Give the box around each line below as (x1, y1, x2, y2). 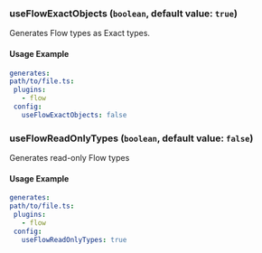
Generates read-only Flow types (9, 153, 130, 164)
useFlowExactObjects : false (21, 110, 127, 119)
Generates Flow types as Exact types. (9, 28, 151, 39)
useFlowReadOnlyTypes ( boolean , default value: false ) (9, 132, 254, 145)
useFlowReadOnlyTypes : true (21, 235, 127, 244)
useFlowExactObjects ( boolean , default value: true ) (9, 7, 238, 20)
